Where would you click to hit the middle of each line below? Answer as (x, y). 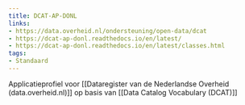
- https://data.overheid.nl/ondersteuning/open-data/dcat (108, 31)
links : (19, 23)
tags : (17, 53)
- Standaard (28, 61)
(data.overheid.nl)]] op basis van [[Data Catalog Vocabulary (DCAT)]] (123, 92)
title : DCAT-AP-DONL (43, 16)
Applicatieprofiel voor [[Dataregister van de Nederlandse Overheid (119, 84)
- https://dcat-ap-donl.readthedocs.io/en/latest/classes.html (117, 46)
